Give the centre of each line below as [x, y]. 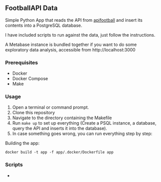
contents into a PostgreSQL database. [44, 25]
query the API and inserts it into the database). [60, 129]
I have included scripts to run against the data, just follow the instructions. [80, 35]
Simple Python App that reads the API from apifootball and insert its [74, 20]
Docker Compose [30, 79]
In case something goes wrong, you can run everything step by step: [82, 134]
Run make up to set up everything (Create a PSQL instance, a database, [84, 123]
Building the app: [22, 143]
